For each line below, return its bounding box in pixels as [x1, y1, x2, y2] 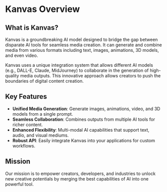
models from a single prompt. [12, 111, 73, 117]
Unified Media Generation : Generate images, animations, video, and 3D [12, 106, 161, 112]
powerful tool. [5, 181, 34, 187]
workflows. [12, 143, 36, 149]
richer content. [12, 121, 43, 128]
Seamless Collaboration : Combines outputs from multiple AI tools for [12, 116, 156, 122]
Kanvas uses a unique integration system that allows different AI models [5, 62, 154, 68]
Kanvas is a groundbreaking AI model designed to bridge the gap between [5, 36, 158, 42]
